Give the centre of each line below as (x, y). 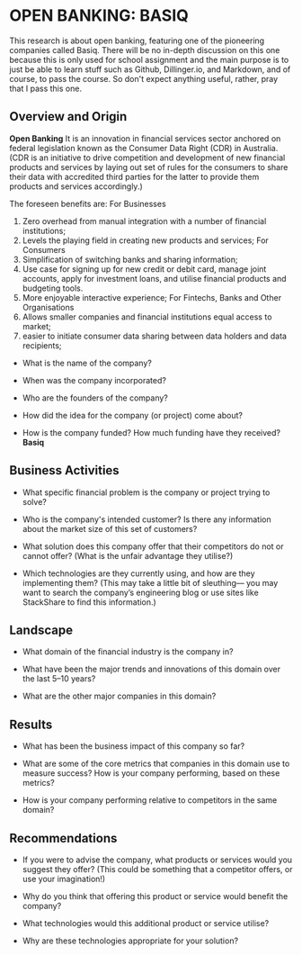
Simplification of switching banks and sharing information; (130, 259)
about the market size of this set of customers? (110, 528)
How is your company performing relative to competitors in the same (150, 800)
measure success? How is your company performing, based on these (151, 773)
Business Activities (64, 470)
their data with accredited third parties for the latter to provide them (134, 176)
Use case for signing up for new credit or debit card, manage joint (144, 269)
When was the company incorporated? (94, 380)
